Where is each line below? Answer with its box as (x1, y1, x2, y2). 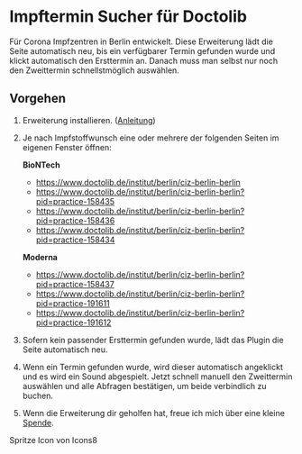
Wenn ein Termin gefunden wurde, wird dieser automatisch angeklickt (22, 361, 284, 372)
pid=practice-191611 (35, 297, 110, 308)
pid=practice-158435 (35, 195, 115, 206)
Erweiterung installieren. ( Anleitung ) (22, 114, 156, 125)
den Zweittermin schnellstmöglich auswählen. (9, 65, 180, 76)
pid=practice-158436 (35, 214, 115, 226)
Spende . (22, 417, 54, 428)
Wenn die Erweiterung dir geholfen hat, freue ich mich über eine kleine (22, 407, 286, 418)
